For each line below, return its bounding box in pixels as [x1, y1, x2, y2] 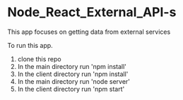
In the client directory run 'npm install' [17, 70, 129, 78]
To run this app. [7, 41, 53, 49]
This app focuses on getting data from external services [7, 27, 171, 36]
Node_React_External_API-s [7, 4, 177, 20]
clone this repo [17, 54, 61, 63]
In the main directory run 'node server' [17, 77, 131, 85]
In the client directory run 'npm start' [17, 85, 125, 93]
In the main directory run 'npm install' [17, 62, 127, 70]
